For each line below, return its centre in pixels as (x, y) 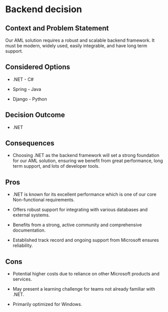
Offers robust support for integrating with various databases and (80, 210)
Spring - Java (27, 89)
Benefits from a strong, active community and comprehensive (77, 225)
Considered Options (38, 67)
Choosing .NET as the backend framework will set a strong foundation (86, 155)
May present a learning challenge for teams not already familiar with (84, 289)
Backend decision (44, 9)
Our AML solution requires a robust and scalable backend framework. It (80, 40)
